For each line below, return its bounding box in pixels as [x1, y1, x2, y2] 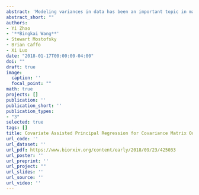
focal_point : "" [11, 81, 52, 87]
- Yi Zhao [6, 25, 31, 32]
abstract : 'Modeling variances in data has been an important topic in [6, 8, 187, 15]
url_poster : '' [6, 152, 44, 158]
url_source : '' [6, 175, 44, 181]
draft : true [6, 64, 36, 70]
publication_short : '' [6, 102, 62, 109]
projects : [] [6, 92, 38, 97]
